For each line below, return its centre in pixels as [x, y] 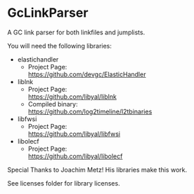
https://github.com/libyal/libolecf [75, 156]
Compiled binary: [53, 104]
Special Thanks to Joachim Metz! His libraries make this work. [97, 169]
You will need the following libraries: [60, 46]
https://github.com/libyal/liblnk [72, 97]
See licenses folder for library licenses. [64, 183]
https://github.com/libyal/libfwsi [74, 134]
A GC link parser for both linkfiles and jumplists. [76, 32]
